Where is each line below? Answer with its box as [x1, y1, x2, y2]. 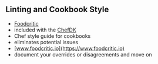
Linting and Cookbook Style [5, 5, 109, 15]
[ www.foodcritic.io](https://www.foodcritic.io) [14, 45, 125, 52]
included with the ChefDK [14, 26, 77, 33]
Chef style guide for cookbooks [14, 32, 91, 40]
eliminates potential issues [14, 38, 79, 45]
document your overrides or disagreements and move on [14, 51, 152, 58]
